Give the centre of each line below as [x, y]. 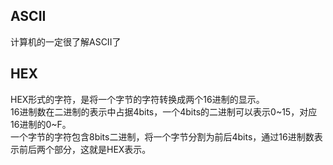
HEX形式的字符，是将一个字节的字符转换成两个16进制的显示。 [137, 99]
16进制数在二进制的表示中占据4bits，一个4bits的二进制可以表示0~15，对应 [164, 111]
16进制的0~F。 [41, 124]
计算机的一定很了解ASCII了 [66, 41]
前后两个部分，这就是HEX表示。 [85, 149]
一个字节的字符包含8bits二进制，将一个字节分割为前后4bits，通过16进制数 [162, 136]
